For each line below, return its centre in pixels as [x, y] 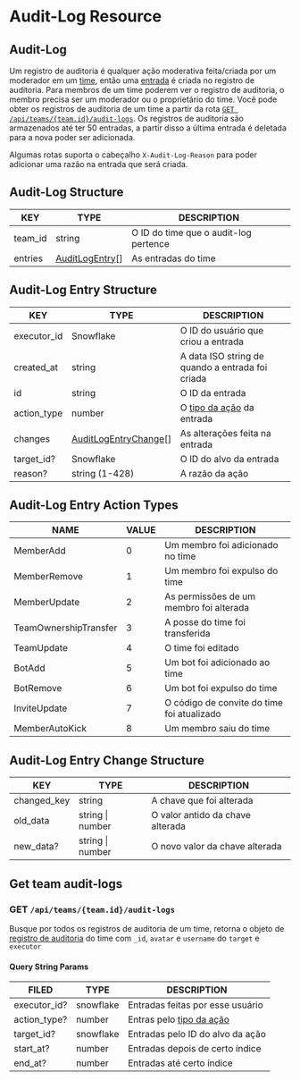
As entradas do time [174, 258]
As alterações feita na [225, 433]
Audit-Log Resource [86, 17]
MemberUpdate [47, 603]
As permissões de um [210, 596]
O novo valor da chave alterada [217, 847]
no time [180, 556]
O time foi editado [202, 648]
